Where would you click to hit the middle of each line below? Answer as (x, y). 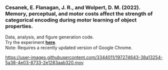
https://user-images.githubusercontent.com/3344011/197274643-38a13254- (84, 57)
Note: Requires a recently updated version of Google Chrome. (69, 48)
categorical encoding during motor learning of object (71, 20)
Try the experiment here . (31, 42)
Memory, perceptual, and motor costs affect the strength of (79, 13)
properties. (19, 26)
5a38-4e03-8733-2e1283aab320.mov (44, 63)
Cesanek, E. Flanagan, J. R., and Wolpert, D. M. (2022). (73, 7)
